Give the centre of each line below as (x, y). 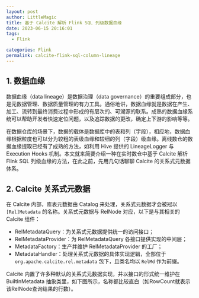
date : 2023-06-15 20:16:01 (39, 28)
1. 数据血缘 (26, 81)
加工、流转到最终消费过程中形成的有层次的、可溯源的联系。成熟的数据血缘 (97, 111)
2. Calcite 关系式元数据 (48, 188)
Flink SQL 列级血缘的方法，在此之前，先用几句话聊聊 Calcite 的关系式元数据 (98, 161)
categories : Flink (29, 50)
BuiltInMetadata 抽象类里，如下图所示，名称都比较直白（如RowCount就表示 (98, 281)
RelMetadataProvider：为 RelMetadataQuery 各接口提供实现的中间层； (101, 239)
